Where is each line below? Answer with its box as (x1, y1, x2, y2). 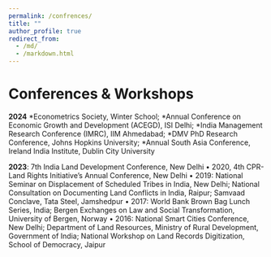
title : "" (8, 20, 42, 28)
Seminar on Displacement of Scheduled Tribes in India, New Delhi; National (8, 179, 260, 189)
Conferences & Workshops (8, 85, 194, 103)
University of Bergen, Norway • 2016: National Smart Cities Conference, (8, 213, 250, 224)
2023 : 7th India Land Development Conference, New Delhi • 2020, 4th (8, 162, 245, 172)
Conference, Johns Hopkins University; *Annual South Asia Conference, (8, 137, 251, 147)
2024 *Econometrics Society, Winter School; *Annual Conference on (8, 111, 242, 121)
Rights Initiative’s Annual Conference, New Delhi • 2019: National (27, 170, 243, 180)
